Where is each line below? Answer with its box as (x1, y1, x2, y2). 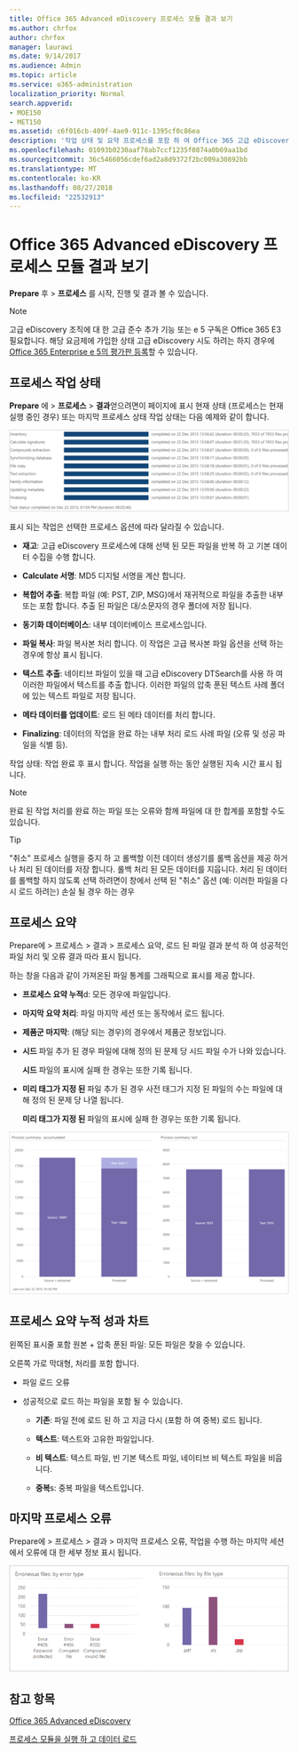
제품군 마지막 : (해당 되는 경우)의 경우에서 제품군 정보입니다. (21, 1026, 227, 1037)
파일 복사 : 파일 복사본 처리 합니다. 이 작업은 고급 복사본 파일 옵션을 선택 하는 (21, 639, 284, 649)
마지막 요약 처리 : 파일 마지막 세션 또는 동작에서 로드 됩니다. (21, 1008, 225, 1018)
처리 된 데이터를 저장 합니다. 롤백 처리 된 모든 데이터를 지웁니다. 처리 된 (18, 864, 264, 875)
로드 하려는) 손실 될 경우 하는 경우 (18, 886, 135, 897)
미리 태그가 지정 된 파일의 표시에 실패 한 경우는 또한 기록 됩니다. (21, 1113, 241, 1124)
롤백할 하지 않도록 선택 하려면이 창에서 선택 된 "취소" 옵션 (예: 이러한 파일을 (18, 875, 279, 886)
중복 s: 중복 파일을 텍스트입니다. (35, 1482, 145, 1493)
